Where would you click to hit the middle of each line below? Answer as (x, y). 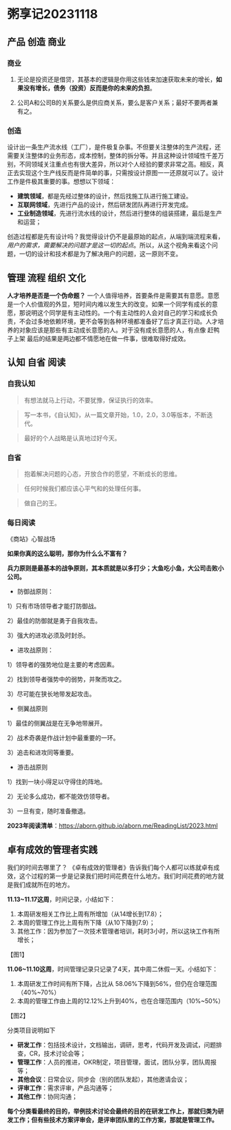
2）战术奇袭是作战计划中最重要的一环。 (63, 738)
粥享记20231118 (53, 14)
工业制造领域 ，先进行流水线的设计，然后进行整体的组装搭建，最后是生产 (119, 214)
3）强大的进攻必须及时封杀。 (48, 635)
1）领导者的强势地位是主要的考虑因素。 (63, 665)
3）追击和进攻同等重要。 (42, 752)
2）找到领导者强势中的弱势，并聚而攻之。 (66, 679)
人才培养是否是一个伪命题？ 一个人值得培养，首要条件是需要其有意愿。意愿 (113, 295)
